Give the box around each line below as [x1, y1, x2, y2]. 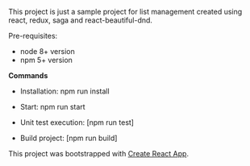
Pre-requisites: [8, 31, 58, 40]
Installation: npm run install [19, 86, 110, 96]
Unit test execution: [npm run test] [19, 118, 135, 127]
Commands [8, 71, 48, 80]
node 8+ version [19, 47, 75, 56]
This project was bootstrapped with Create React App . [8, 149, 190, 158]
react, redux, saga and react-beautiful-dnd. [8, 15, 153, 25]
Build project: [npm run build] [19, 133, 118, 143]
